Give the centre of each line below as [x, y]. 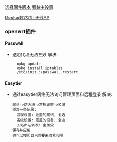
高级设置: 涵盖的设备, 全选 [41, 120]
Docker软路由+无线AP [27, 18]
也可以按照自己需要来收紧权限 [38, 136]
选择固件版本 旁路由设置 [29, 7]
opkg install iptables [40, 68]
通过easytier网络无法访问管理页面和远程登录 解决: [62, 94]
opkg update [29, 64]
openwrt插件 [20, 31]
